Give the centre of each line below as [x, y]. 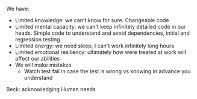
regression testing [37, 39]
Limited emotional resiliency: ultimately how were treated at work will [101, 52]
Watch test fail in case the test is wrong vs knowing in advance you [107, 71]
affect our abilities [37, 58]
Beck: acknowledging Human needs [51, 89]
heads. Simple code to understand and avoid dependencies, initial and [102, 33]
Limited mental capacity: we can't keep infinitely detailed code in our [100, 27]
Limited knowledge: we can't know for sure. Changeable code [92, 20]
